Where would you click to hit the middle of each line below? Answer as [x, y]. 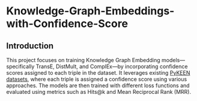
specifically [20, 66]
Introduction [30, 46]
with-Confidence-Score [67, 24]
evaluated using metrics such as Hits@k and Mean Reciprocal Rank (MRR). [98, 92]
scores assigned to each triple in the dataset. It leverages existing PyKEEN [98, 73]
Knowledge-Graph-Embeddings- [90, 11]
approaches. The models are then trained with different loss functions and [98, 85]
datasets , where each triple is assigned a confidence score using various [97, 79]
